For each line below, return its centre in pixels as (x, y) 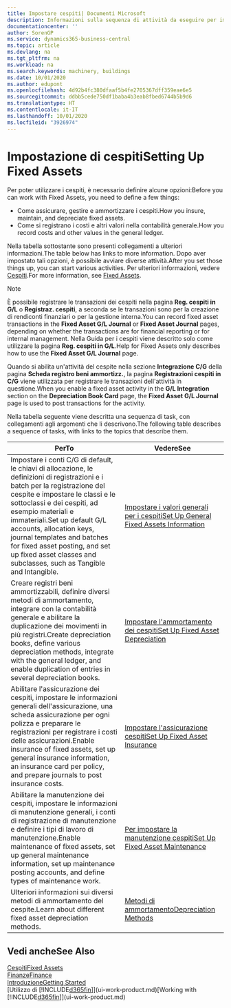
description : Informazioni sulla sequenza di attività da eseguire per (112, 20)
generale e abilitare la (45, 617)
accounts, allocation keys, (53, 529)
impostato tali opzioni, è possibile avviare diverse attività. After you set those (115, 261)
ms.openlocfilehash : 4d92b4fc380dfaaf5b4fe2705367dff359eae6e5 (100, 90)
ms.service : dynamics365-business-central (69, 39)
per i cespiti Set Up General (168, 516)
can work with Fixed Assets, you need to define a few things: (93, 198)
